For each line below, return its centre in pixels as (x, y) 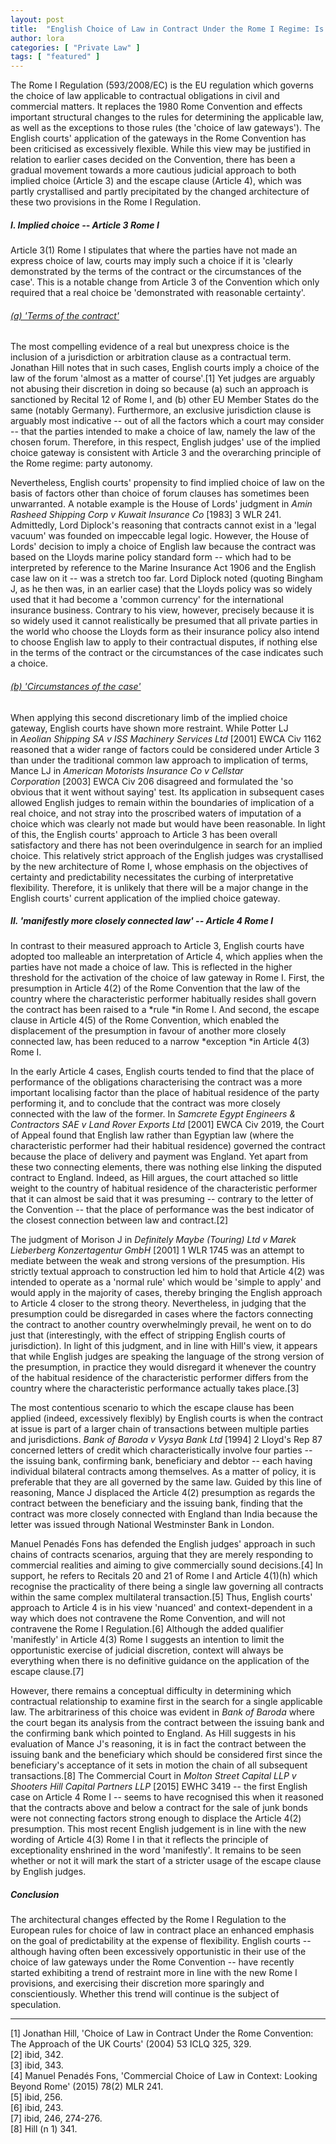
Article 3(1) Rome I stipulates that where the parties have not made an (154, 250)
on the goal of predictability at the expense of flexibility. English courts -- (161, 1941)
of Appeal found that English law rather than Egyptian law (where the (152, 1135)
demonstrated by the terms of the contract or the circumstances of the (156, 272)
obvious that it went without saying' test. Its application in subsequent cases (167, 792)
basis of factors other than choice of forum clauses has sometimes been (160, 493)
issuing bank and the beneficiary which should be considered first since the (166, 1755)
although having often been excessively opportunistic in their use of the (158, 1952)
